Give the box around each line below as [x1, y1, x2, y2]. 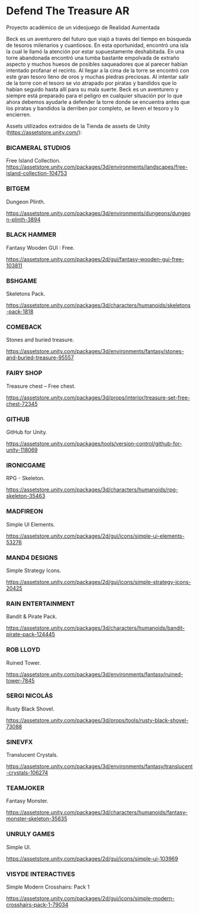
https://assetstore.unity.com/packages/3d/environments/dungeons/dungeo [6, 210, 191, 217]
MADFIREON [6, 507, 43, 516]
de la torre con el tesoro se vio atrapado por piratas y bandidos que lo [6, 79, 177, 87]
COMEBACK [6, 323, 43, 331]
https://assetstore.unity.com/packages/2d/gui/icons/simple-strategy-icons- [6, 578, 191, 585]
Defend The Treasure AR [6, 4, 130, 18]
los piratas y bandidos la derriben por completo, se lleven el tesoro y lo [6, 104, 179, 112]
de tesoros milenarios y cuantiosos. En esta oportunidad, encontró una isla [6, 42, 188, 49]
